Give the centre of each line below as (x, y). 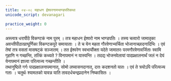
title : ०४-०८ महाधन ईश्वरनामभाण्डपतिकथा (40, 10)
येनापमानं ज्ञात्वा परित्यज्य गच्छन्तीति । (35, 61)
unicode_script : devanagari (35, 15)
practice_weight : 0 (26, 24)
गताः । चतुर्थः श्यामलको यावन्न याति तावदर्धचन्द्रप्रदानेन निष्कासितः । (58, 73)
